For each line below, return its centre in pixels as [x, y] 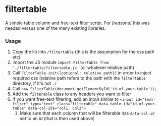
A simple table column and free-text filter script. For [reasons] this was [78, 23]
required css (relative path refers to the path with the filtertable [79, 78]
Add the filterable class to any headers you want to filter [72, 94]
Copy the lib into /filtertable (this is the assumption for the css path [83, 52]
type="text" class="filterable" [64, 104]
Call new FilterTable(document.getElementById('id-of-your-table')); [84, 89]
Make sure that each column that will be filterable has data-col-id [87, 113]
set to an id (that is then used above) [57, 119]
